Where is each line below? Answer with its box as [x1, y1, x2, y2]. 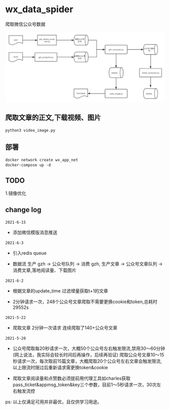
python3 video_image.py [5, 128, 56, 133]
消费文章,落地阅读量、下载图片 [12, 267, 77, 273]
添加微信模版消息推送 [12, 229, 57, 236]
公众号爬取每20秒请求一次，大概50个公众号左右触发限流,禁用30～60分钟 [12, 345, 165, 352]
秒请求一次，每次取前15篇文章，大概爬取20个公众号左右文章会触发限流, [12, 358, 162, 364]
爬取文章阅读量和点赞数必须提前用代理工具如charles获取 [12, 375, 131, 382]
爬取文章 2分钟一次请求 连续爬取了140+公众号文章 [12, 325, 118, 331]
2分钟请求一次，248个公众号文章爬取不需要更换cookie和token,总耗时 [12, 299, 158, 305]
